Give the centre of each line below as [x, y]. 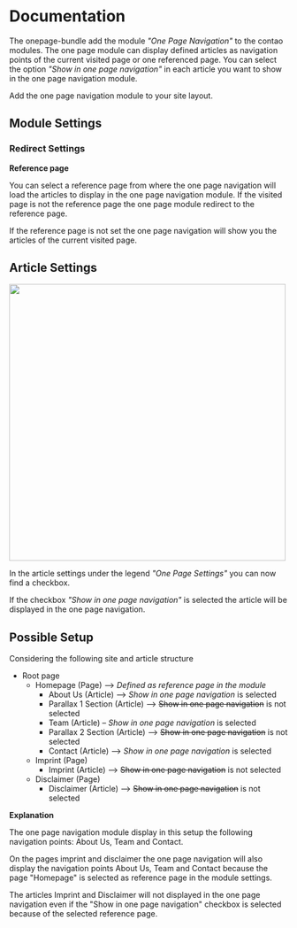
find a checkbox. [40, 583]
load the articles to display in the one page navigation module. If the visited [146, 194]
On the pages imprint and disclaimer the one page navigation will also [136, 859]
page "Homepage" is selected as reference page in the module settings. [141, 878]
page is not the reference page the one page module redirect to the [132, 204]
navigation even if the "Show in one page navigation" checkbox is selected [145, 904]
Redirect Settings [47, 149]
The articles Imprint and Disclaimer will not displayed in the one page [135, 895]
